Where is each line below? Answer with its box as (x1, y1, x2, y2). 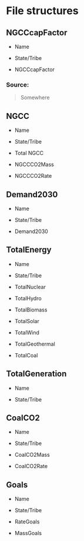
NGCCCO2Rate (14, 172, 52, 180)
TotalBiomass (14, 306, 48, 313)
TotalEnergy (6, 245, 52, 255)
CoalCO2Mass (14, 452, 50, 459)
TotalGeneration (6, 369, 67, 379)
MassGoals (14, 530, 42, 537)
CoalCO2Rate (14, 463, 48, 470)
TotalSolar (14, 317, 39, 324)
